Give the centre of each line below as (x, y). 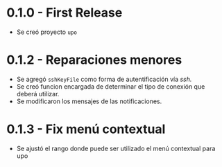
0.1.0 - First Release (65, 13)
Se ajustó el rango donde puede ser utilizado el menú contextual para (116, 148)
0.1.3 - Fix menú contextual (86, 129)
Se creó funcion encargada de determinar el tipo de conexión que (111, 86)
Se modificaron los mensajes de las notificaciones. (89, 101)
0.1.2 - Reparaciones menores (94, 60)
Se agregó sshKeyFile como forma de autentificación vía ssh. (104, 79)
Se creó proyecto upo (47, 32)
